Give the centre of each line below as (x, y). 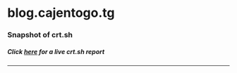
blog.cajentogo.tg (61, 13)
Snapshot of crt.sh (40, 35)
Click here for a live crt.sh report (56, 51)
